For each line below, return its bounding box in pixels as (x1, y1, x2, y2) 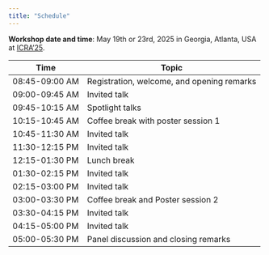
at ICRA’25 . (8, 42, 45, 53)
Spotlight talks (86, 102, 141, 113)
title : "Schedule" (8, 11, 70, 20)
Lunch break (86, 155, 135, 166)
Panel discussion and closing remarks (86, 233, 231, 244)
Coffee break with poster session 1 (86, 115, 221, 126)
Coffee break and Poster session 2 (86, 193, 219, 205)
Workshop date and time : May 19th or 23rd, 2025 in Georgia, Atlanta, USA (8, 34, 257, 44)
